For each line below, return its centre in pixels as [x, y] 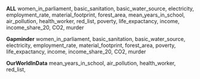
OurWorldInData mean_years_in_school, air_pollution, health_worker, [91, 63]
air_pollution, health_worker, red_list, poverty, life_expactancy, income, [93, 21]
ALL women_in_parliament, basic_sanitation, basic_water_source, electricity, [100, 9]
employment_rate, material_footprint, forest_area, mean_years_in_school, [96, 15]
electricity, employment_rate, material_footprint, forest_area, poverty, [91, 45]
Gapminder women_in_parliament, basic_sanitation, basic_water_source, [96, 39]
